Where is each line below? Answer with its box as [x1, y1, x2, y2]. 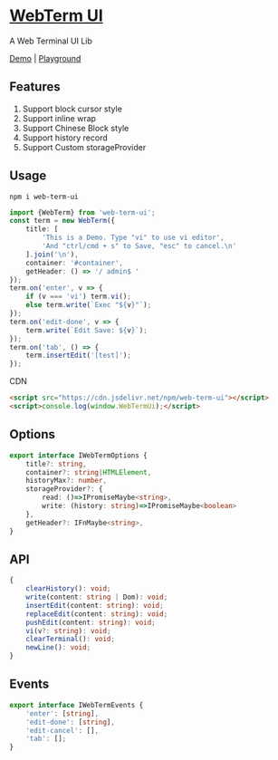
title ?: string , [25, 459, 88, 468]
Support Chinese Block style [22, 122, 129, 133]
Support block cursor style [22, 103, 122, 114]
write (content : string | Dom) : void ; [25, 592, 168, 602]
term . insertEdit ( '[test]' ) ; [25, 351, 131, 361]
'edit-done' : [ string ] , [25, 717, 116, 726]
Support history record [22, 132, 108, 143]
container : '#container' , [25, 258, 124, 267]
